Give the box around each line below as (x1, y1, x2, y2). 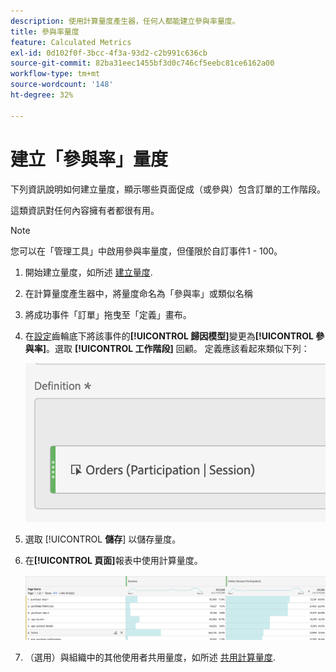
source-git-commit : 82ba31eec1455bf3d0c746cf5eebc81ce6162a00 (10, 58, 275, 69)
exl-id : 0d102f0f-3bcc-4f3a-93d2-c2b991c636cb (10, 48, 208, 58)
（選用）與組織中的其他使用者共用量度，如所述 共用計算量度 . (24, 651, 276, 664)
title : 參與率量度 (10, 26, 80, 37)
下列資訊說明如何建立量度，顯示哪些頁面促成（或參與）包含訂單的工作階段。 (10, 183, 326, 195)
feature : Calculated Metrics (10, 37, 132, 47)
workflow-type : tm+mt (10, 69, 101, 79)
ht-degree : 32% (10, 90, 74, 100)
